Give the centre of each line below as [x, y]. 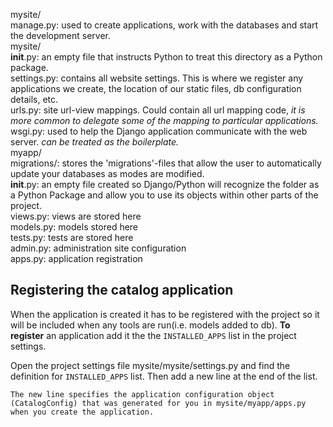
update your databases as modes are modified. [107, 173]
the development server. [60, 35]
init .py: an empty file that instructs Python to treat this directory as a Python [166, 57]
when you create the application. [82, 412]
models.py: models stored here [74, 227]
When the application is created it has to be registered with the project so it [165, 314]
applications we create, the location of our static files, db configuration [156, 88]
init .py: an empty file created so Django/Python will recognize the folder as [165, 184]
